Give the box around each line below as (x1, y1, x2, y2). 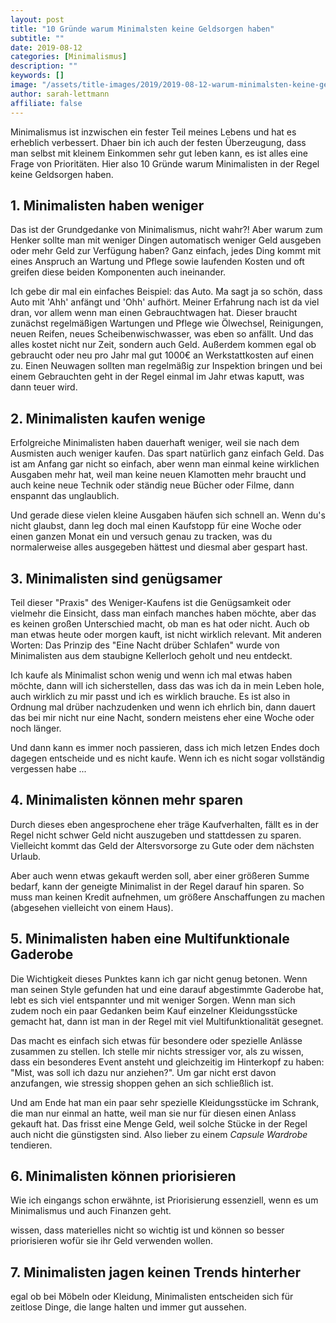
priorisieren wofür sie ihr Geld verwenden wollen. (10, 1235, 214, 1247)
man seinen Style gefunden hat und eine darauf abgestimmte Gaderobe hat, (10, 983, 324, 995)
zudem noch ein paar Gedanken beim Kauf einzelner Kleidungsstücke (10, 1004, 298, 1016)
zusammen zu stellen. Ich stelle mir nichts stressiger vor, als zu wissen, (10, 1045, 304, 1057)
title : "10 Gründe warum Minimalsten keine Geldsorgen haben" (10, 24, 275, 34)
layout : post (10, 14, 65, 25)
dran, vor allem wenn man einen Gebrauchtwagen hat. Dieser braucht (10, 307, 298, 319)
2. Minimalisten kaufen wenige (10, 410, 206, 427)
